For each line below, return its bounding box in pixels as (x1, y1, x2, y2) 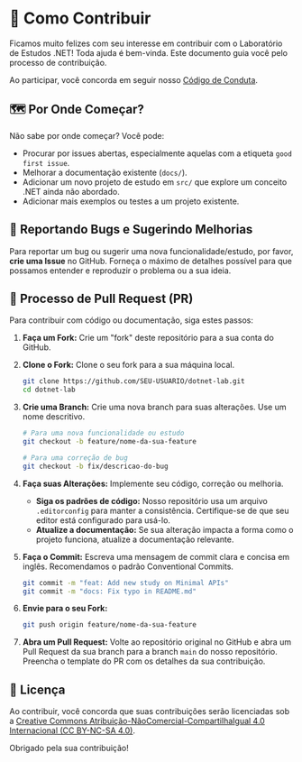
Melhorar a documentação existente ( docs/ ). (22, 167, 188, 178)
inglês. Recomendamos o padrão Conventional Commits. (22, 561, 234, 572)
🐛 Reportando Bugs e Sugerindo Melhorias (9, 222, 253, 237)
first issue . (22, 157, 70, 168)
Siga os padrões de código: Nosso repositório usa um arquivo (35, 495, 268, 506)
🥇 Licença (9, 682, 66, 697)
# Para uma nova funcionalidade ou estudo (22, 428, 185, 438)
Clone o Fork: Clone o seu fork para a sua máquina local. (22, 360, 235, 371)
